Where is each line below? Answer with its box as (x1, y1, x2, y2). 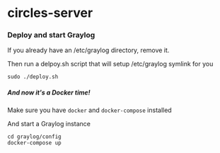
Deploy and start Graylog (7, 30, 95, 40)
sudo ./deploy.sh (7, 73, 59, 80)
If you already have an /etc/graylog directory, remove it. (7, 46, 170, 54)
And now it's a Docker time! (7, 88, 91, 97)
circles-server (7, 5, 93, 21)
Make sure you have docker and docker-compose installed (7, 106, 172, 114)
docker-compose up (7, 140, 62, 147)
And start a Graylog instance (7, 120, 91, 128)
